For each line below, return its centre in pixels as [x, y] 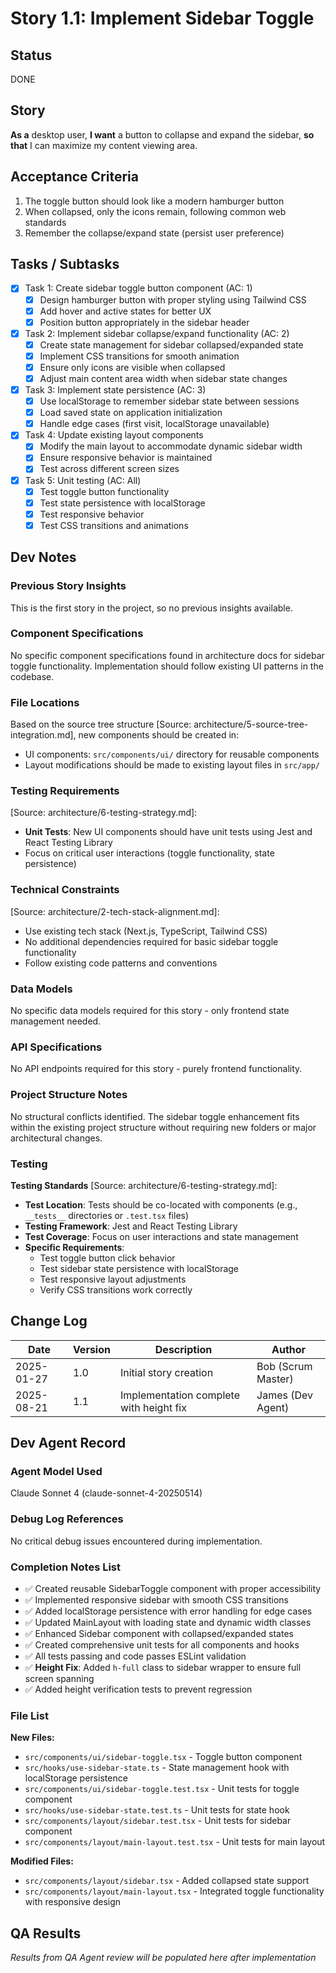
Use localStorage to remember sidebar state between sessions [169, 401]
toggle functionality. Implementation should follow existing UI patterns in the [167, 666]
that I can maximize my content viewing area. [104, 145]
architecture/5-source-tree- [251, 724]
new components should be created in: [159, 735]
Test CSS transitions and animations [114, 525]
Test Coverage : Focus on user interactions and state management [161, 1236]
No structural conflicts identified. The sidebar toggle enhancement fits [155, 1116]
